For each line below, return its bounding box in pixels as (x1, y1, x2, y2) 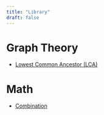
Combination (15, 102, 47, 110)
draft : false (6, 15, 40, 21)
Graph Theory (6, 41, 78, 55)
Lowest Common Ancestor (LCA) (15, 61, 98, 68)
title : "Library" (6, 9, 50, 15)
